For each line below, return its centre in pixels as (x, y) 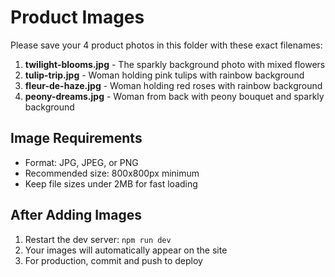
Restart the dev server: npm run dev (98, 239)
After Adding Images (76, 215)
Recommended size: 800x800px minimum (112, 173)
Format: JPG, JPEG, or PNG (81, 162)
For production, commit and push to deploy (113, 260)
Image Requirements (76, 138)
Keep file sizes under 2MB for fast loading (111, 183)
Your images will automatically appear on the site (126, 250)
